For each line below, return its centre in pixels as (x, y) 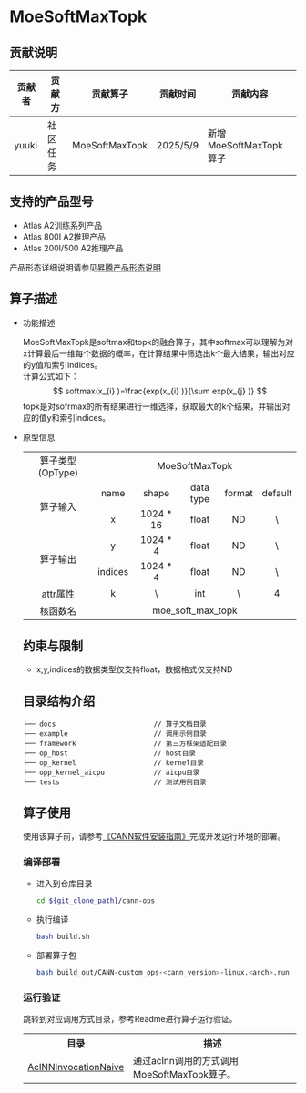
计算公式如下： (51, 376)
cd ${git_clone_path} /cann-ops (96, 901)
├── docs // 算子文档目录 (114, 725)
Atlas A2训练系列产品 (62, 225)
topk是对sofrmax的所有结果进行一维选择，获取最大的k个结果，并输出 (152, 406)
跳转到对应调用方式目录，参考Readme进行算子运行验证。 (130, 1019)
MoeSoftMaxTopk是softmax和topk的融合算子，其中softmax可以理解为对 (158, 342)
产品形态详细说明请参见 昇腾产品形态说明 (85, 267)
